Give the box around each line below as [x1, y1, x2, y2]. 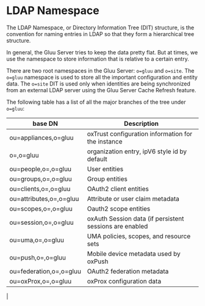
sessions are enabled [87, 222, 148, 230]
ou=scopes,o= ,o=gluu [9, 204, 73, 213]
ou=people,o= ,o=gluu [9, 164, 72, 173]
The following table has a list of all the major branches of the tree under [6, 98, 186, 106]
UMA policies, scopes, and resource [87, 231, 191, 240]
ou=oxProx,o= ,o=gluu [9, 277, 72, 285]
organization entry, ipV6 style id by [87, 147, 187, 156]
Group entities [87, 175, 128, 183]
